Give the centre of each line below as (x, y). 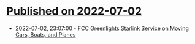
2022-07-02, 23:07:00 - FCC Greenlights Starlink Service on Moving (102, 28)
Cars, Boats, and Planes (45, 34)
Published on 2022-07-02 (74, 11)
